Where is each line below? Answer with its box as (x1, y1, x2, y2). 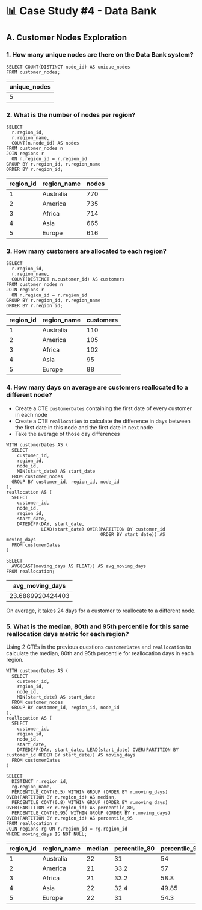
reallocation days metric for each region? (6, 629, 129, 638)
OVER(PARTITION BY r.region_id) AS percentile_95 (6, 815, 133, 821)
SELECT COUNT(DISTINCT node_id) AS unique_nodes (6, 64, 130, 70)
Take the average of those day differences (14, 430, 120, 437)
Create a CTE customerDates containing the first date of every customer (14, 404, 192, 412)
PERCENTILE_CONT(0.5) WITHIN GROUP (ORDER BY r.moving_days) (11, 789, 168, 795)
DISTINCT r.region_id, (11, 779, 69, 785)
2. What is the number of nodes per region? (6, 110, 136, 119)
